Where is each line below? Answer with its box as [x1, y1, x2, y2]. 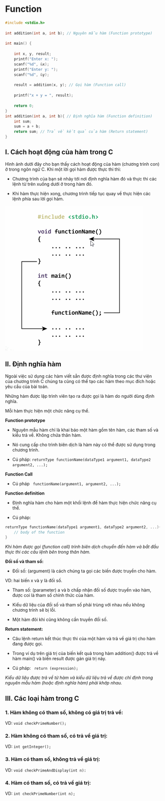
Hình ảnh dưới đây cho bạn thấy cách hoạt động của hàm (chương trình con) [5, 161, 160, 167]
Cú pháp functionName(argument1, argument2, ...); [12, 480, 121, 486]
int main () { [5, 41, 32, 46]
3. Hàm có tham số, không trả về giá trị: [5, 756, 101, 763]
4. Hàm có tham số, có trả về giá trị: [5, 779, 91, 786]
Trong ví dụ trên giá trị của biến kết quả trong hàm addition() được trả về [12, 651, 159, 656]
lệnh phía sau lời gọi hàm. [12, 196, 64, 202]
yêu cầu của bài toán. [5, 384, 49, 389]
